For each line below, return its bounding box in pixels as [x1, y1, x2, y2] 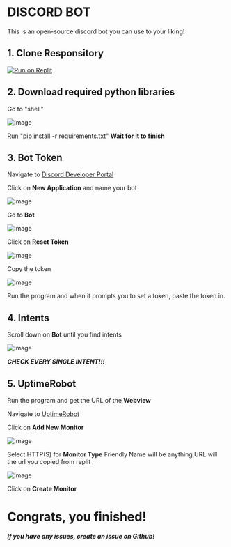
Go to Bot [7, 210, 35, 219]
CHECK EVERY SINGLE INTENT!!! [7, 357, 105, 366]
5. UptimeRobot [7, 378, 77, 390]
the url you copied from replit [7, 458, 91, 465]
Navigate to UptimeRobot [7, 410, 80, 418]
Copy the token [7, 265, 51, 273]
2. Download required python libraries [7, 86, 175, 98]
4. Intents [7, 311, 50, 324]
